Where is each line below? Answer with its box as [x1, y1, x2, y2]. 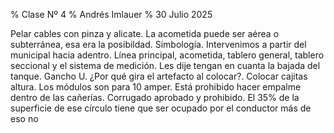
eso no [10, 113, 39, 124]
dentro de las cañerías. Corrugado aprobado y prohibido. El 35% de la [10, 92, 300, 103]
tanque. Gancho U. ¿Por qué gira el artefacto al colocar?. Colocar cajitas [10, 70, 308, 82]
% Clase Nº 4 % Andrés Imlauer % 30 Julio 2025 [10, 9, 213, 20]
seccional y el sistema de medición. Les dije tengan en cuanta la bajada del [10, 60, 321, 71]
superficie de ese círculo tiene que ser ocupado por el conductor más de [10, 102, 312, 114]
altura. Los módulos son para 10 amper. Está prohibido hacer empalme [10, 81, 302, 93]
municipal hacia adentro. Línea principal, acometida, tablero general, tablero [10, 49, 325, 61]
